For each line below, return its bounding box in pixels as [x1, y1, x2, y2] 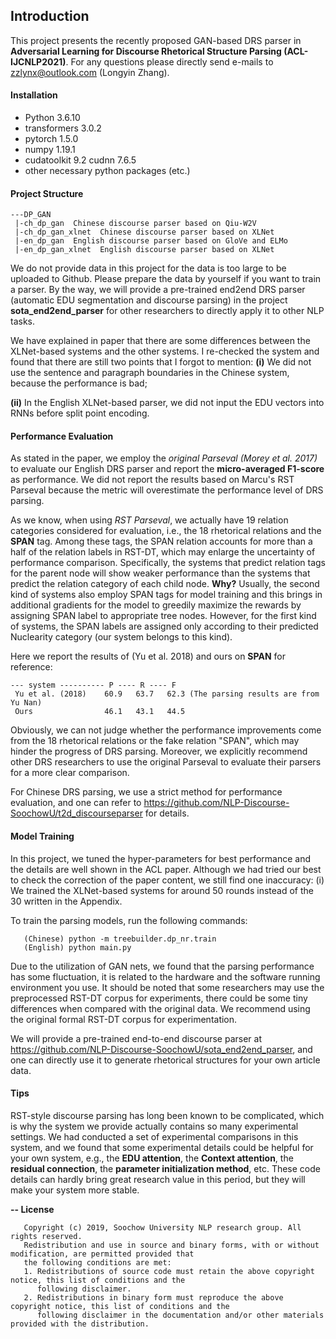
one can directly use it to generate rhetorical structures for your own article [10, 1054, 321, 1066]
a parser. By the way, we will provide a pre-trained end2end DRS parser [10, 284, 306, 296]
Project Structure [10, 187, 84, 199]
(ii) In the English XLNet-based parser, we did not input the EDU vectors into [10, 397, 325, 409]
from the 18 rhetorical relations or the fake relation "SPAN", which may [10, 735, 300, 747]
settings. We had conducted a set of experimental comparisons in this [10, 1130, 299, 1143]
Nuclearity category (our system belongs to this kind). [10, 631, 233, 643]
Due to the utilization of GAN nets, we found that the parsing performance [10, 960, 315, 972]
